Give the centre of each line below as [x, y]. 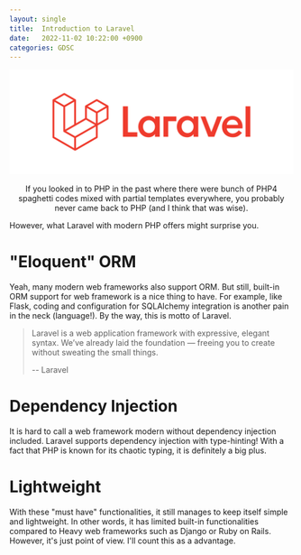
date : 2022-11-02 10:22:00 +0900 [76, 38]
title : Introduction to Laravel [72, 28]
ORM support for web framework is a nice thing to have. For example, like [146, 297]
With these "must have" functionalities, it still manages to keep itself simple [149, 512]
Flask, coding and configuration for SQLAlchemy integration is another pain [149, 306]
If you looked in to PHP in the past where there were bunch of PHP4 [151, 189]
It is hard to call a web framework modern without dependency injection [143, 431]
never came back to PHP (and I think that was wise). [151, 208]
